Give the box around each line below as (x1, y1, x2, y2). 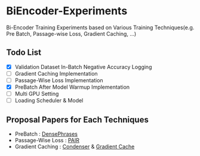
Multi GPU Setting (14, 91, 59, 97)
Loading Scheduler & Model (14, 97, 84, 104)
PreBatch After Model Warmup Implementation (14, 83, 130, 91)
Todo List (6, 48, 42, 58)
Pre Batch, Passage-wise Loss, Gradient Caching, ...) (6, 30, 137, 37)
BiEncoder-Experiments (6, 4, 128, 18)
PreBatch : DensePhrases (14, 130, 78, 138)
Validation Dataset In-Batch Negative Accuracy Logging (14, 63, 152, 70)
